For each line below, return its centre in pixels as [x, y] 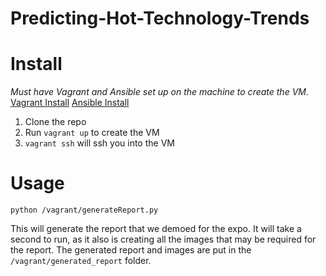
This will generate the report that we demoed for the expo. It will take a [156, 229]
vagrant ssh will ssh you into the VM [99, 143]
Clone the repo [55, 122]
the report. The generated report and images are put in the [131, 250]
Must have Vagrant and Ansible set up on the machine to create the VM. [159, 92]
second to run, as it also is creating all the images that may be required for [163, 239]
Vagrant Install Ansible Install [70, 103]
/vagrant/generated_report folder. [81, 261]
